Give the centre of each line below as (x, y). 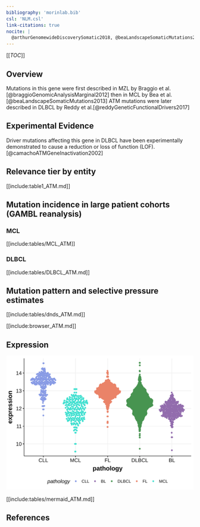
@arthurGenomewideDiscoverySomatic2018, (62, 38)
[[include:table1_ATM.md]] (38, 186)
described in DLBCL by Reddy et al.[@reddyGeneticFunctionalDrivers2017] (98, 107)
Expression (27, 345)
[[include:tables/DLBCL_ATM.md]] (48, 272)
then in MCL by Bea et (138, 95)
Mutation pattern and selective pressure (82, 291)
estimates (25, 300)
